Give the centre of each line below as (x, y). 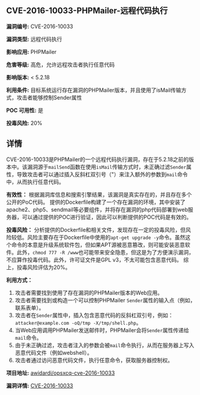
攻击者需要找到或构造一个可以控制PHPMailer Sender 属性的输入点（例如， (105, 300)
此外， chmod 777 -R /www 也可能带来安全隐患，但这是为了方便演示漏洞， (105, 252)
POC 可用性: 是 (25, 110)
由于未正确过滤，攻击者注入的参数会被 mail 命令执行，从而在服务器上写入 (105, 345)
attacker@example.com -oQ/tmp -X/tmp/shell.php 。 (78, 322)
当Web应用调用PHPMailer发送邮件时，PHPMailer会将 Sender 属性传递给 (102, 330)
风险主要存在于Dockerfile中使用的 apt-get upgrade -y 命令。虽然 (106, 237)
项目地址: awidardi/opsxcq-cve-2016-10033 (61, 373)
